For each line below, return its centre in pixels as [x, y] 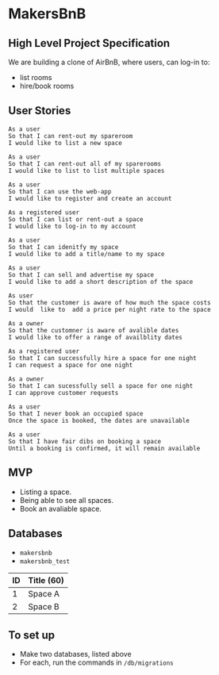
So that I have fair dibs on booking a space [85, 441]
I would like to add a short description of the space [101, 282]
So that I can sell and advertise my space [81, 274]
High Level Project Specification [89, 43]
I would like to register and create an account [90, 198]
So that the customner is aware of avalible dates [94, 330]
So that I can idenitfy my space [63, 247]
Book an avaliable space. [60, 508]
